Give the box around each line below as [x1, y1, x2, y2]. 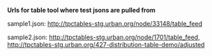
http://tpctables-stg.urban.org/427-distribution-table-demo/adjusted [7, 41, 205, 48]
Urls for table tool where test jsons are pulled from [7, 6, 156, 14]
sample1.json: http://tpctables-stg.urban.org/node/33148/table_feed [7, 20, 203, 27]
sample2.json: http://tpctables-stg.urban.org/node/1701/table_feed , [7, 33, 200, 41]
